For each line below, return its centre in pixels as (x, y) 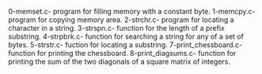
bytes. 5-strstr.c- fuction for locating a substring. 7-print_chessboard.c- (125, 45)
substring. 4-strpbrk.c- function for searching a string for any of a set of (126, 36)
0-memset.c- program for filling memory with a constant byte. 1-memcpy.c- (132, 11)
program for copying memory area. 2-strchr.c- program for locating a (122, 20)
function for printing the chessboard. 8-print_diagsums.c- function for (122, 53)
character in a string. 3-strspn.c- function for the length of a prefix (117, 28)
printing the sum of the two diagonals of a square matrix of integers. (120, 61)
